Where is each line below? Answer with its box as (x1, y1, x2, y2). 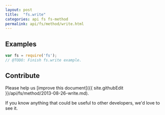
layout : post (5, 7, 33, 12)
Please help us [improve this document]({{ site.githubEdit (5, 84, 124, 90)
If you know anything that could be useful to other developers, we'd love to (5, 99, 160, 105)
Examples (5, 39, 37, 48)
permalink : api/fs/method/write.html (5, 21, 84, 26)
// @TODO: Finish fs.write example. (5, 57, 82, 62)
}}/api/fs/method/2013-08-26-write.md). (5, 90, 89, 96)
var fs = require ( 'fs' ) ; (5, 53, 57, 58)
